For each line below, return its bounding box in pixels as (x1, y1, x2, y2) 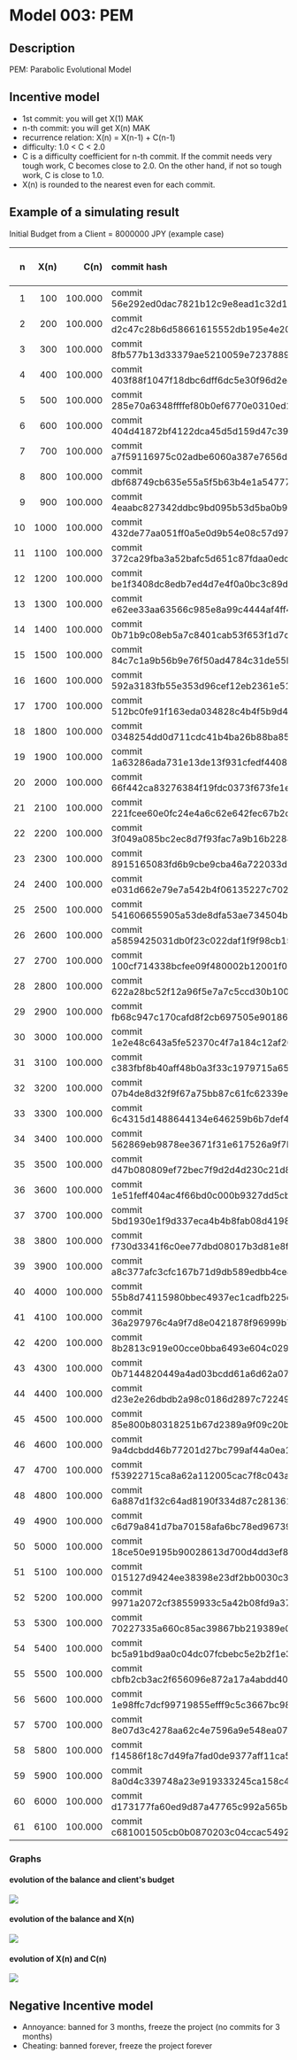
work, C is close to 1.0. (21, 169, 104, 180)
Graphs (9, 1853, 42, 1865)
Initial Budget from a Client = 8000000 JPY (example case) (9, 228, 225, 239)
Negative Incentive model (9, 1998, 154, 2013)
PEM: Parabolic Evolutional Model (9, 64, 132, 74)
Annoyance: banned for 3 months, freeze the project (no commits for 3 (21, 2021, 280, 2032)
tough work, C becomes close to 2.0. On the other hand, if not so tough (21, 160, 283, 171)
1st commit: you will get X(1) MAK (21, 113, 144, 124)
